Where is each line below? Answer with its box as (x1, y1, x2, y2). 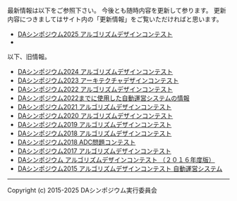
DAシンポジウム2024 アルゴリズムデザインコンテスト (17, 68, 174, 75)
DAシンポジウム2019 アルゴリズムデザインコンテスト (17, 121, 172, 128)
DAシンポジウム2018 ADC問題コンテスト (17, 138, 136, 146)
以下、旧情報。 (7, 52, 51, 61)
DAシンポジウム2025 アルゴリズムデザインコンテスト (17, 30, 173, 38)
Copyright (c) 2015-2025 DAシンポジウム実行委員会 (7, 186, 157, 194)
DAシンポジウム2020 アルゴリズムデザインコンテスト (17, 111, 174, 120)
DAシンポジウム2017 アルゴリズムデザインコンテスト (17, 147, 171, 155)
